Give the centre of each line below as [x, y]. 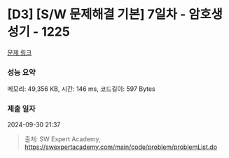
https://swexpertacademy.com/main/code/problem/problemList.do [121, 147]
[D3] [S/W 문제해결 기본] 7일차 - [97, 14]
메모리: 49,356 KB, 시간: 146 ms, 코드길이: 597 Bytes [81, 89]
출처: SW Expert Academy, [62, 139]
